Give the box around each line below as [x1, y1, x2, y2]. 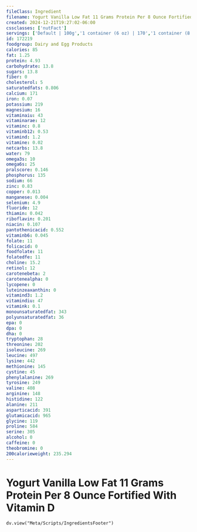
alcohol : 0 [6, 435, 33, 440]
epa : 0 [6, 319, 22, 326]
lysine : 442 [6, 358, 35, 364]
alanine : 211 [6, 402, 38, 408]
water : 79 [6, 150, 30, 156]
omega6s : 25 [6, 161, 35, 167]
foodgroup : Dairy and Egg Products [6, 42, 93, 48]
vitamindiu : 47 [6, 298, 43, 304]
